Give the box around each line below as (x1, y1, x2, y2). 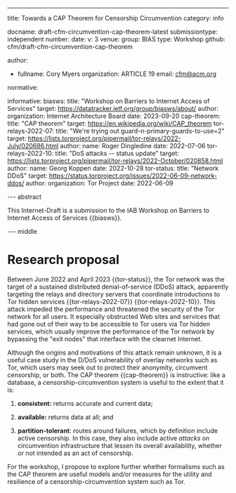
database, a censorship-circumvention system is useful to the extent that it (7, 378, 224, 386)
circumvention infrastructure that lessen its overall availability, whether (17, 441, 223, 449)
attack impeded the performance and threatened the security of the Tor (7, 305, 215, 313)
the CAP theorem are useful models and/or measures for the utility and (7, 470, 212, 478)
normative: (7, 84, 39, 91)
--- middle (7, 228, 37, 235)
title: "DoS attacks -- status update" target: (55, 149, 179, 157)
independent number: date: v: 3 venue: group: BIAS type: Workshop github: (7, 35, 226, 43)
